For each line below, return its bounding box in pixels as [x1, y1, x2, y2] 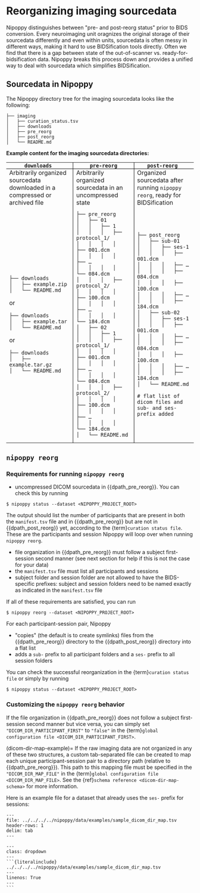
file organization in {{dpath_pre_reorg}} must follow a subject [14, 549, 165, 556]
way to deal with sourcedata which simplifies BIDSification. [6, 61, 151, 69]
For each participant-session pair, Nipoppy [6, 620, 111, 628]
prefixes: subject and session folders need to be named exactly [35, 580, 192, 588]
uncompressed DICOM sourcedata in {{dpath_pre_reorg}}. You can [14, 483, 180, 490]
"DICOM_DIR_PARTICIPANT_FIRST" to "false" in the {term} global [6, 727, 159, 734]
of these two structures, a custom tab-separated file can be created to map [6, 750, 192, 758]
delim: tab [6, 827, 33, 833]
